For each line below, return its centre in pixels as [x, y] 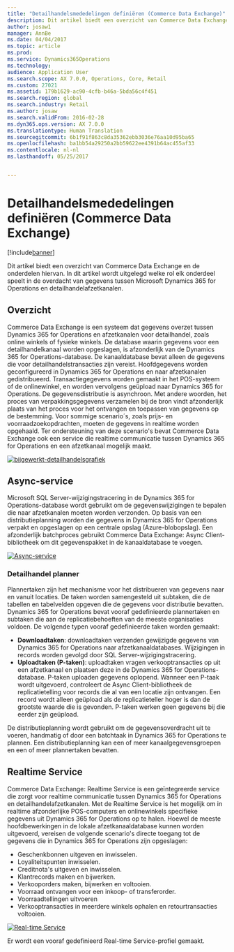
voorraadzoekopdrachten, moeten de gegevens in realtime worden [103, 423]
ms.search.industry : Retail [48, 105]
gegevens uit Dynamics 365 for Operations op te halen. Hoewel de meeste [114, 819]
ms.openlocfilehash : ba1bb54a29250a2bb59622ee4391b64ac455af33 [101, 144]
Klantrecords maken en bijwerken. [67, 877]
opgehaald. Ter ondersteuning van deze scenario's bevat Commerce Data [113, 431]
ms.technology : [29, 66]
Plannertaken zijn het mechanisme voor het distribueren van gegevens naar [116, 589]
